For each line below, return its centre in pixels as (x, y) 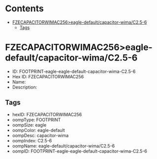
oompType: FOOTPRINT (36, 120)
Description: (25, 87)
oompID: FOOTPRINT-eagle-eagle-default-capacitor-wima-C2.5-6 (80, 151)
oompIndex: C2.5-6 (32, 140)
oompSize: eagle (29, 125)
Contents (25, 9)
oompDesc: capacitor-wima (40, 135)
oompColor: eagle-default (38, 130)
